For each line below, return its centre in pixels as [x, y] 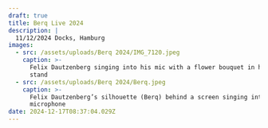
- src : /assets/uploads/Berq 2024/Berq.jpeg [91, 82]
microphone [47, 104]
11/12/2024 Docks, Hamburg [60, 38]
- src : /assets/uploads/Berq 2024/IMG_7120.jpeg [98, 52]
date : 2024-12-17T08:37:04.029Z [62, 112]
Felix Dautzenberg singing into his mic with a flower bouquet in [142, 68]
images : [21, 45]
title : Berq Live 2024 [46, 23]
